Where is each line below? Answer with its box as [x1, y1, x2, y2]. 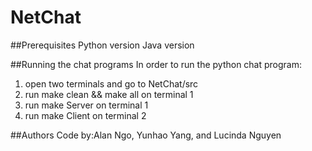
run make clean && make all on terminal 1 [24, 88, 194, 100]
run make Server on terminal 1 [24, 99, 149, 111]
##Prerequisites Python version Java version [10, 39, 195, 51]
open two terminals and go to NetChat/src [24, 77, 199, 90]
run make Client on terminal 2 [24, 109, 147, 121]
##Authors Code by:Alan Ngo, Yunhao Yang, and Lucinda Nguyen [10, 129, 282, 141]
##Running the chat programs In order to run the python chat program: [10, 58, 303, 70]
